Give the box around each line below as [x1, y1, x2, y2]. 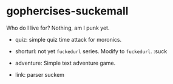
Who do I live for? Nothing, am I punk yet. [6, 24, 110, 31]
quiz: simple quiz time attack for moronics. [15, 36, 122, 43]
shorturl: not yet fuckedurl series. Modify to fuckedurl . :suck [15, 47, 168, 55]
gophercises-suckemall [6, 4, 129, 18]
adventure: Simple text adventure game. [15, 59, 116, 66]
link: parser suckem [15, 71, 65, 78]
